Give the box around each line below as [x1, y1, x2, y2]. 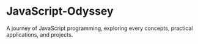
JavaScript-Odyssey [6, 4, 114, 18]
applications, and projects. [6, 31, 73, 38]
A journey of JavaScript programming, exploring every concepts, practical [6, 24, 193, 32]
